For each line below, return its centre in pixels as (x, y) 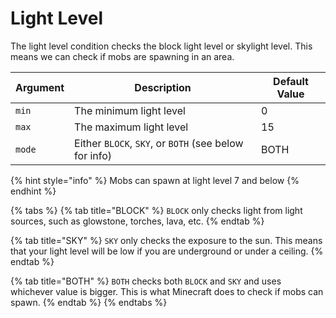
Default (291, 81)
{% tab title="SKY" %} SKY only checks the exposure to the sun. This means (166, 240)
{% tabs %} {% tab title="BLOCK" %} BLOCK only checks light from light (156, 210)
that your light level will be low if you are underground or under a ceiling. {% (167, 251)
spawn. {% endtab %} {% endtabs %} (89, 302)
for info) (93, 155)
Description (163, 87)
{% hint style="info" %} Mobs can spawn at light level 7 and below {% (155, 180)
